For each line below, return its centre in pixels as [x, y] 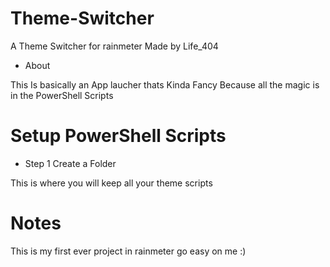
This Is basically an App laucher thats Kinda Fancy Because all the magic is [165, 84]
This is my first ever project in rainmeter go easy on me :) [128, 251]
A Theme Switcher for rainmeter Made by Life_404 [114, 46]
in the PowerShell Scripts [62, 95]
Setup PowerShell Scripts [118, 136]
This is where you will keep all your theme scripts [111, 183]
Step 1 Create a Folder [70, 163]
